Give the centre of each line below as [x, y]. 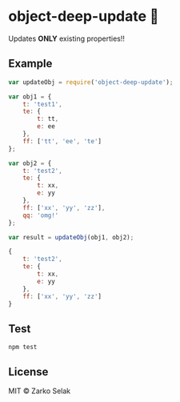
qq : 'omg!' [41, 215]
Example [30, 64]
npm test [23, 348]
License [28, 372]
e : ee [46, 127]
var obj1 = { [30, 96]
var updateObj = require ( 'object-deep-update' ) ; [91, 82]
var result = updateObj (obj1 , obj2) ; [71, 237]
